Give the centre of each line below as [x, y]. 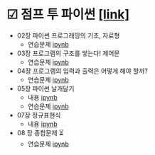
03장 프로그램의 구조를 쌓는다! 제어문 [68, 53]
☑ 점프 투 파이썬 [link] [68, 15]
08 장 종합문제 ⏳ [40, 132]
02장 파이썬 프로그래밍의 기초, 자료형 [68, 35]
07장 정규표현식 [39, 115]
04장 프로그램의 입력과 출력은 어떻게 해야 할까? [82, 71]
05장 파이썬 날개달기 [46, 88]
